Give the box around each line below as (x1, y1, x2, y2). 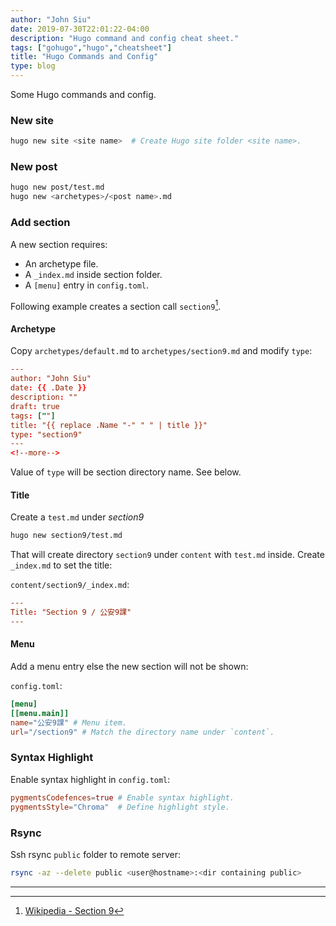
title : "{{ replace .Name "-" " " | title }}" (10, 420, 208, 430)
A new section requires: (10, 238, 108, 250)
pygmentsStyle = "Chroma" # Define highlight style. (10, 802, 230, 812)
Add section (10, 216, 71, 230)
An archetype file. (24, 257, 99, 270)
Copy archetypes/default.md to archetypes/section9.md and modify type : (10, 345, 313, 357)
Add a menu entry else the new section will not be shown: (10, 661, 249, 673)
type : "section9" (10, 429, 83, 440)
